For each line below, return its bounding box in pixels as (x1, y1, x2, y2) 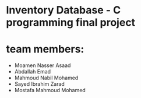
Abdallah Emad (14, 68, 51, 75)
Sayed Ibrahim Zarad (14, 80, 65, 87)
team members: (6, 43, 84, 56)
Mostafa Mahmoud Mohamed (14, 87, 86, 94)
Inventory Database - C (6, 3, 121, 17)
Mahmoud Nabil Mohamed (14, 74, 79, 82)
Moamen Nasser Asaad (14, 62, 71, 69)
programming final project (6, 16, 136, 29)
